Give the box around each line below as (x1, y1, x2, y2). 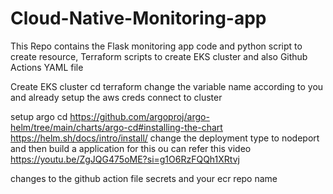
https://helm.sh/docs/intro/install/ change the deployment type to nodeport (10, 132, 320, 144)
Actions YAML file (10, 61, 84, 73)
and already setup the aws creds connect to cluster (10, 91, 223, 103)
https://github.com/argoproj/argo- (69, 110, 210, 122)
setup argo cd (10, 110, 68, 122)
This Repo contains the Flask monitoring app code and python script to (10, 40, 303, 52)
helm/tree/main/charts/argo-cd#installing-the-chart (10, 121, 223, 133)
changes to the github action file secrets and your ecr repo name (10, 172, 278, 184)
